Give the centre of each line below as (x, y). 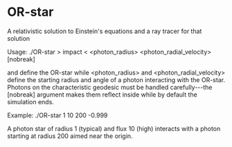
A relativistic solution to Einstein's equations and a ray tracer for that (105, 31)
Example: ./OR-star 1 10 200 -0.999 (57, 115)
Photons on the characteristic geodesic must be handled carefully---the (110, 87)
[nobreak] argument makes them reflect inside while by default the (102, 95)
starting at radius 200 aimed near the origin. (70, 136)
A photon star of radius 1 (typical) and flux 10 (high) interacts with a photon (114, 128)
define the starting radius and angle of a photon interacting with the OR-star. (116, 79)
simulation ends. (30, 101)
